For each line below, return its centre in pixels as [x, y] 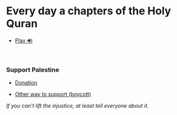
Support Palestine [33, 70]
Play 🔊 [24, 41]
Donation [26, 83]
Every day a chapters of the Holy [89, 11]
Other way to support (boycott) [53, 94]
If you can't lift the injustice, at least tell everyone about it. [77, 106]
